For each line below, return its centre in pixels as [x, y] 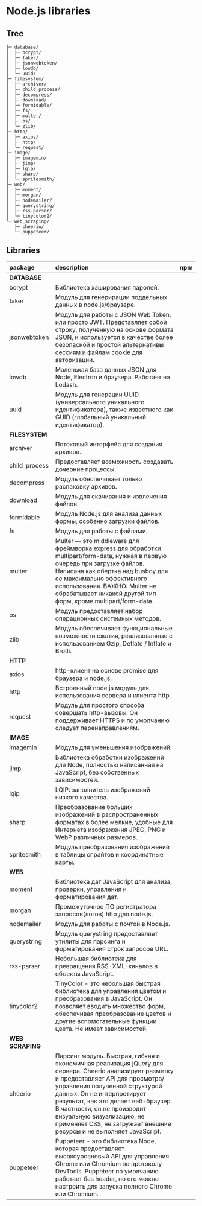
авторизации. [75, 360]
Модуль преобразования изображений [112, 847]
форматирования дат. [87, 897]
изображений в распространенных [107, 814]
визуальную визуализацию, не [100, 1116]
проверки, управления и [91, 889]
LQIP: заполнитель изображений [103, 790]
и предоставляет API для [91, 1078]
